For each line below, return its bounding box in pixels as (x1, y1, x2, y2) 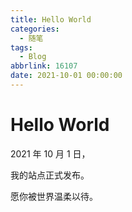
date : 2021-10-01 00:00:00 (10, 71, 123, 81)
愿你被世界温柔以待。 (10, 190, 98, 202)
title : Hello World (10, 14, 92, 25)
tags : (10, 42, 33, 53)
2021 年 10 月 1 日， (10, 147, 91, 160)
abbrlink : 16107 (10, 61, 78, 71)
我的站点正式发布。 (10, 169, 90, 181)
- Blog (19, 52, 47, 62)
